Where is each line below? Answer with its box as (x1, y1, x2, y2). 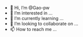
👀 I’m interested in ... (10, 10, 53, 16)
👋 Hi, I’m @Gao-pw (10, 5, 50, 10)
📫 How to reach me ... (10, 26, 57, 32)
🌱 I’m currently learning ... (10, 15, 64, 21)
